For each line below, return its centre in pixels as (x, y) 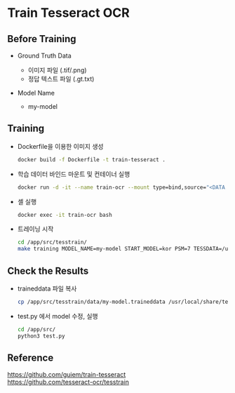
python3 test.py (41, 336)
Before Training (42, 39)
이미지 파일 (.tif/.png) (57, 70)
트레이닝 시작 (35, 229)
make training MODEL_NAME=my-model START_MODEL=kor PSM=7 (104, 249)
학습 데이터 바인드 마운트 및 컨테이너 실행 (74, 174)
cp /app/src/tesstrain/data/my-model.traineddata (92, 302)
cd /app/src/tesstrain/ (52, 242)
